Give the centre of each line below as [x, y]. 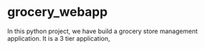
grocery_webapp [58, 12]
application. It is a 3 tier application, [59, 38]
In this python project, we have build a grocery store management [102, 31]
